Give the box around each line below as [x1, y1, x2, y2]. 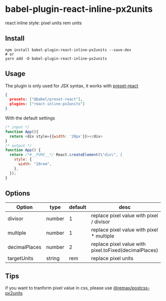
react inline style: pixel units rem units [5, 20, 82, 26]
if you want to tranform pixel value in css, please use [5, 285, 113, 291]
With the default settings [5, 115, 55, 121]
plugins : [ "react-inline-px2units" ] [9, 102, 85, 107]
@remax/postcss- [113, 285, 150, 291]
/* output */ [5, 143, 32, 148]
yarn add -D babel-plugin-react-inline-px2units [5, 56, 107, 61]
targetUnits [7, 255, 34, 262]
